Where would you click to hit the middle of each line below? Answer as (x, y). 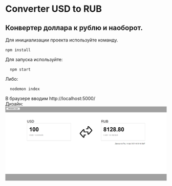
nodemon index (25, 89)
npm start (20, 69)
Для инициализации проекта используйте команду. (62, 40)
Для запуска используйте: (34, 60)
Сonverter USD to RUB (54, 9)
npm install (18, 50)
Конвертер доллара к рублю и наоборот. (74, 28)
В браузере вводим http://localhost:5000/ (50, 98)
